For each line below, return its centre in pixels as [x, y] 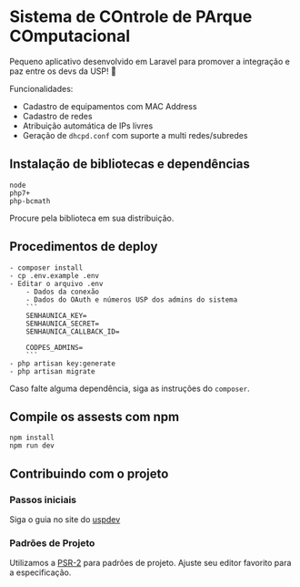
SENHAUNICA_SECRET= [63, 324]
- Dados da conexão [63, 292]
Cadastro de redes [57, 116]
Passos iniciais [43, 499]
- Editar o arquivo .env [56, 283]
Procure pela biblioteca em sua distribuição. [92, 218]
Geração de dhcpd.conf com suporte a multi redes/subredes [135, 135]
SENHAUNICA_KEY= [57, 315]
